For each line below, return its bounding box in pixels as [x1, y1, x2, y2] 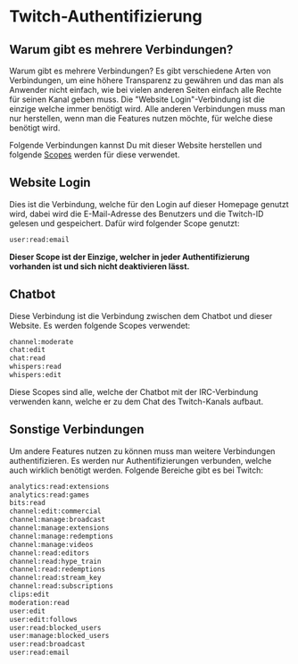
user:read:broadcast [9, 640, 87, 649]
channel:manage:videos [9, 540, 94, 549]
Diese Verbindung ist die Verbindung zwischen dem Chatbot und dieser [9, 310, 273, 321]
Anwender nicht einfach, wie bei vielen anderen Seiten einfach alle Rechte [9, 85, 283, 95]
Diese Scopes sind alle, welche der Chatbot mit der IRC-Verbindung [9, 386, 259, 397]
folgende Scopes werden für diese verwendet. [9, 149, 180, 160]
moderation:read [9, 598, 70, 607]
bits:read [9, 499, 46, 508]
